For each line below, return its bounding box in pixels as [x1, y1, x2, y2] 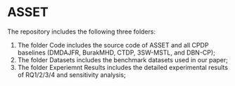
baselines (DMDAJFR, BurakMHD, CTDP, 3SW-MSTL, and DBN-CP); [17, 48, 216, 57]
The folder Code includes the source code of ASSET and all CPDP [17, 41, 209, 49]
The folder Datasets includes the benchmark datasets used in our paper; [17, 55, 229, 64]
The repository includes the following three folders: [7, 27, 156, 36]
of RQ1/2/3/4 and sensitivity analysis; [17, 71, 126, 79]
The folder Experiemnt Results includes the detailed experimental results [17, 63, 229, 71]
